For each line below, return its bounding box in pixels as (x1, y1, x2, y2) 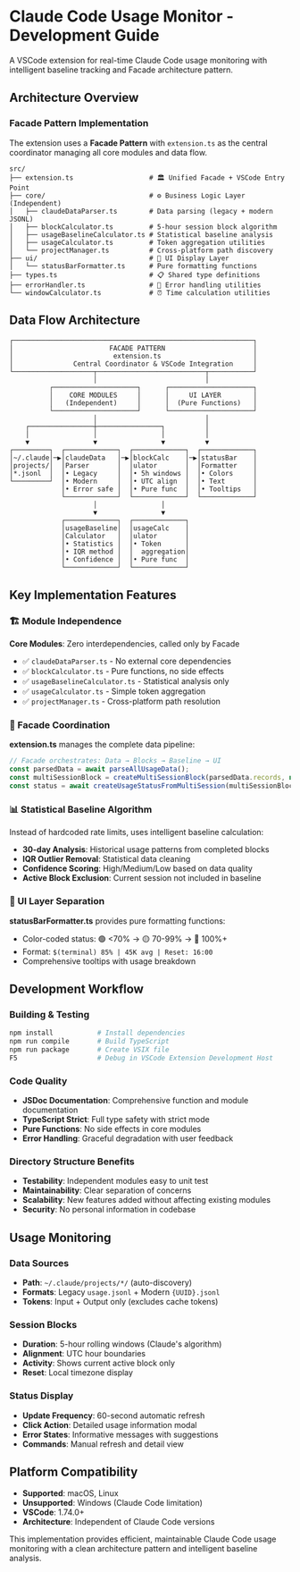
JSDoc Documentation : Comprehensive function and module (21, 1095, 249, 1105)
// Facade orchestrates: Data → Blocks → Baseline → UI (9, 756, 221, 765)
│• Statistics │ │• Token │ (61, 539, 190, 549)
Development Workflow (9, 981, 145, 996)
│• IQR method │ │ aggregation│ (61, 547, 190, 556)
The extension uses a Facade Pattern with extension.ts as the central (9, 137, 268, 148)
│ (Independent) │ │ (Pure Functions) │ (48, 399, 257, 408)
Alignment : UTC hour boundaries (21, 1348, 146, 1359)
